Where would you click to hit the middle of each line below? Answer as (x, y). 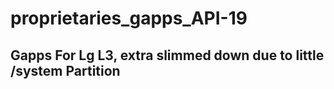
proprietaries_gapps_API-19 (129, 18)
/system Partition (65, 70)
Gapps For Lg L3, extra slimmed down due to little (167, 55)
